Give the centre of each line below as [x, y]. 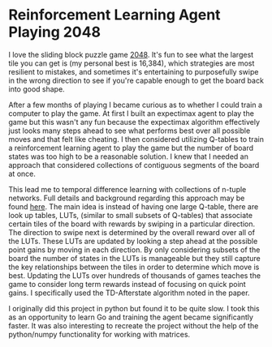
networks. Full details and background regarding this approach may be [127, 198]
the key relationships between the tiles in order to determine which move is [134, 267]
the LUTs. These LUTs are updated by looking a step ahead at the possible [133, 241]
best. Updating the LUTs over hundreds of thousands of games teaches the [135, 275]
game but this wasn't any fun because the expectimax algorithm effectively [134, 122]
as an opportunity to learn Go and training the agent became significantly [131, 317]
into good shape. [37, 89]
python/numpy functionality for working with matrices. [99, 334]
